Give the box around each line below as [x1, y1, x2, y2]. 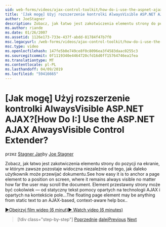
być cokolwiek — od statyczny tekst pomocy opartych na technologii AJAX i [5, 187, 161, 192]
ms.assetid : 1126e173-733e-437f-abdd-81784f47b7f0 [5, 35, 112, 40]
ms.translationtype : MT [5, 58, 54, 63]
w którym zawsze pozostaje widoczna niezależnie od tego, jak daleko [5, 166, 147, 172]
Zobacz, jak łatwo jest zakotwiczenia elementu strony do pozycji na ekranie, [5, 160, 160, 166]
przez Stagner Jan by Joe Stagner [5, 151, 74, 157]
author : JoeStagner [5, 16, 45, 21]
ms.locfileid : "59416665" [5, 72, 58, 76]
